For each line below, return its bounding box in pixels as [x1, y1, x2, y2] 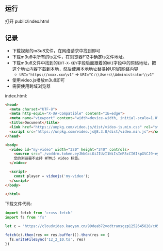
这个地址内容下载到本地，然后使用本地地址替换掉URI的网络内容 [12, 66, 138, 72]
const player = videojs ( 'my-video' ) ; [14, 173, 90, 178]
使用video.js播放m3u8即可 [12, 77, 65, 83]
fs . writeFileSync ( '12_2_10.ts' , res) [9, 237, 86, 242]
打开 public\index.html [5, 18, 49, 24]
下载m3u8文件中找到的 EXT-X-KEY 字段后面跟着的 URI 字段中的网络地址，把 [12, 60, 156, 65]
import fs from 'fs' [5, 215, 47, 220]
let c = [5, 224, 21, 229]
